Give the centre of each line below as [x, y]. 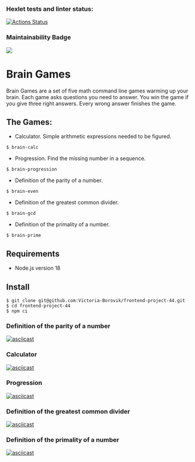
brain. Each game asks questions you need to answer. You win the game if [97, 97]
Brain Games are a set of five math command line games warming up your [97, 91]
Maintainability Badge [39, 38]
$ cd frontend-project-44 [38, 306]
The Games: [29, 122]
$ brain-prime [24, 235]
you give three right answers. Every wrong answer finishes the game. [92, 103]
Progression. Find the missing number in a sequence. [80, 158]
